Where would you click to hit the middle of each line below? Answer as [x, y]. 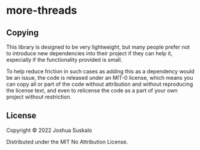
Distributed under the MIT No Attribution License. [67, 142]
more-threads [42, 10]
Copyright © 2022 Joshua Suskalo [49, 130]
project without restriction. [39, 97]
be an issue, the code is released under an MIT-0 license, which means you [100, 78]
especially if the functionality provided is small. [64, 60]
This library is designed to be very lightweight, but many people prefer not [98, 47]
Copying [23, 33]
